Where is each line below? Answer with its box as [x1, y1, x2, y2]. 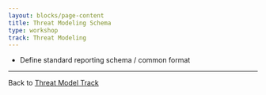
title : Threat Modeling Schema [8, 19, 112, 27]
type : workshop [8, 26, 59, 34]
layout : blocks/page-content [8, 11, 104, 20]
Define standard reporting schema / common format [19, 55, 191, 65]
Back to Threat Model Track [8, 78, 99, 88]
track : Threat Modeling [8, 33, 87, 42]
